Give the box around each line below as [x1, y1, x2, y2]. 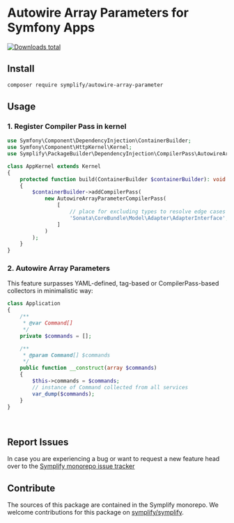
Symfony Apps [7, 19, 95, 36]
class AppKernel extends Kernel [7, 162, 101, 170]
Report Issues [7, 436, 69, 448]
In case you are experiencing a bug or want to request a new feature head [7, 455, 220, 463]
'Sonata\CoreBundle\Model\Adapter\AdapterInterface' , [69, 214, 229, 221]
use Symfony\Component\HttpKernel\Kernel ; [7, 144, 132, 151]
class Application [7, 300, 61, 307]
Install [7, 63, 35, 75]
